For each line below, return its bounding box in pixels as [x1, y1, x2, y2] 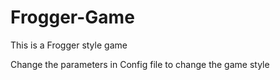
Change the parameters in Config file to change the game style [10, 58, 270, 70]
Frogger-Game [10, 6, 135, 29]
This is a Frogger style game [10, 39, 128, 51]
